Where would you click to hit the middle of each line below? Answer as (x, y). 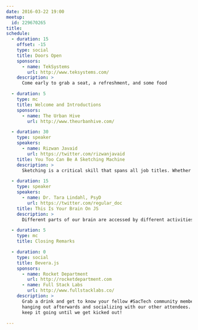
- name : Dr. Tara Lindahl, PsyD (61, 198)
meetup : (16, 17)
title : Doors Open (39, 56)
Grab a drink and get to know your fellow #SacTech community (100, 301)
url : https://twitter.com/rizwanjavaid (76, 154)
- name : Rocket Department (55, 274)
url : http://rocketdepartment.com (70, 279)
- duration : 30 (30, 132)
